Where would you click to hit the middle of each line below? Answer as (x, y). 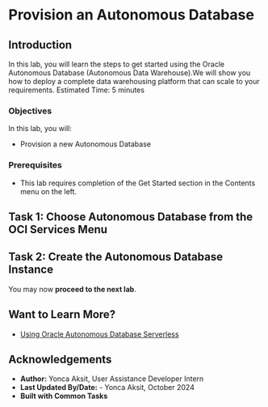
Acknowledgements (60, 359)
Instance (31, 270)
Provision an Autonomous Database (131, 15)
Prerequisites (35, 165)
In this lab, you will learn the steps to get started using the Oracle (116, 64)
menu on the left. (48, 191)
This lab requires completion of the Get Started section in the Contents (138, 183)
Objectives (30, 111)
